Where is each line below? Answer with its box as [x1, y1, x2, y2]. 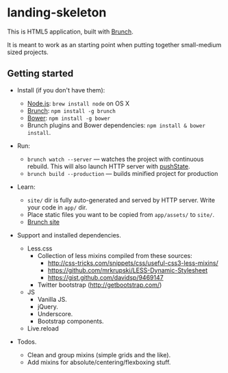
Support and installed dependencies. [16, 231, 121, 239]
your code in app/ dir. [27, 203, 88, 211]
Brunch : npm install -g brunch [27, 106, 116, 114]
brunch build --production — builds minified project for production [27, 169, 218, 177]
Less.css [27, 244, 53, 253]
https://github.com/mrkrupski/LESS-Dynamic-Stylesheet [47, 266, 208, 274]
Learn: [16, 183, 36, 191]
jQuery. [37, 303, 58, 311]
